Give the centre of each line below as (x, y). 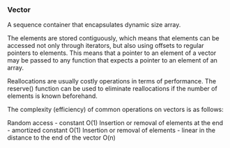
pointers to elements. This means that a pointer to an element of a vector (112, 53)
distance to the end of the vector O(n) (62, 138)
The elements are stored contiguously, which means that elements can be (113, 38)
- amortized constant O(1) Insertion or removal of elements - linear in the (112, 131)
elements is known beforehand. (52, 96)
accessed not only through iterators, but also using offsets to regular (106, 46)
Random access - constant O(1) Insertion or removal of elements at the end (115, 123)
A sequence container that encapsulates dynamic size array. (94, 25)
